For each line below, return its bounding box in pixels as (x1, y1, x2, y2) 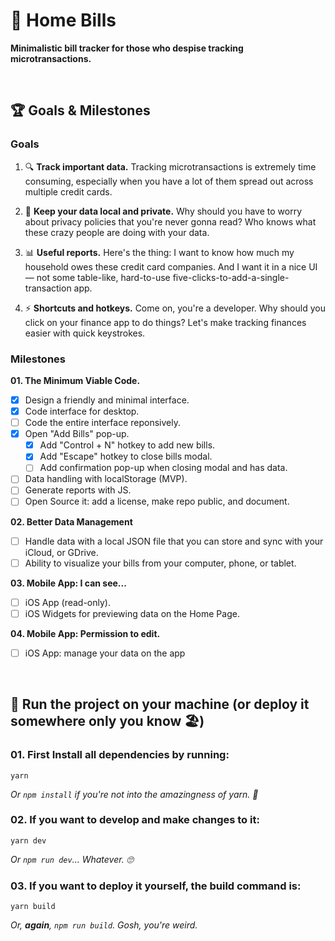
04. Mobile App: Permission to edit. (10, 627, 161, 639)
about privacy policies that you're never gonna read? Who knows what (24, 215, 317, 228)
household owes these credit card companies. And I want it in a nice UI (24, 260, 318, 273)
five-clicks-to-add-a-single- (172, 271, 290, 283)
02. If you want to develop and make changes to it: (10, 813, 260, 827)
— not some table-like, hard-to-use (24, 271, 171, 283)
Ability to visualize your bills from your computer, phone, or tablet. (24, 557, 297, 569)
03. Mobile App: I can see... (10, 577, 127, 589)
